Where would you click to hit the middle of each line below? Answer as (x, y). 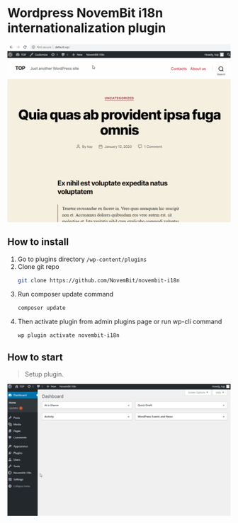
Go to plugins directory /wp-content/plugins (82, 259)
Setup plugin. (44, 374)
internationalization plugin (87, 28)
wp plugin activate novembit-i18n (68, 335)
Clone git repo (38, 266)
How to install (38, 242)
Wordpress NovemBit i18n (85, 13)
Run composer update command (66, 294)
